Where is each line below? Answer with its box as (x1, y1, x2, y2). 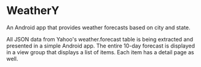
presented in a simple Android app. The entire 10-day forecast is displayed (6, 42, 195, 49)
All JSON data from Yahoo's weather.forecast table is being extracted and (6, 35, 194, 43)
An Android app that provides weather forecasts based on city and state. (6, 24, 191, 31)
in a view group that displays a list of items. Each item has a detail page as (6, 48, 195, 55)
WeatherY (6, 4, 60, 18)
